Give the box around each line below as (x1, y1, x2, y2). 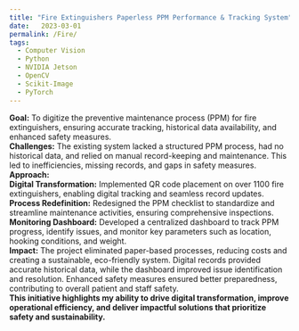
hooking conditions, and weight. (9, 236, 127, 246)
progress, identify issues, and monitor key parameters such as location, (9, 226, 271, 236)
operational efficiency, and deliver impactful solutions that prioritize (9, 302, 267, 312)
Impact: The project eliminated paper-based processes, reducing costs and (9, 244, 287, 255)
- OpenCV (17, 71, 50, 80)
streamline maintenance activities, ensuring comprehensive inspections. (9, 207, 274, 218)
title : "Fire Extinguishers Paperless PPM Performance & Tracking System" (9, 12, 293, 22)
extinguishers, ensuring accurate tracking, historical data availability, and (9, 121, 278, 132)
